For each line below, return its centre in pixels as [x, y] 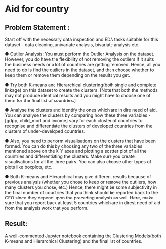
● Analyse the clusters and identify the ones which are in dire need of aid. [81, 110]
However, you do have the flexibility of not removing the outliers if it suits [80, 59]
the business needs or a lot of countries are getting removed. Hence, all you [83, 65]
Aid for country [37, 9]
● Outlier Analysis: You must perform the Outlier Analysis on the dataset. [80, 54]
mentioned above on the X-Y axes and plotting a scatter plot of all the [76, 151]
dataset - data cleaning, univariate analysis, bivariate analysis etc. [72, 45]
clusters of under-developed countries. [45, 131]
